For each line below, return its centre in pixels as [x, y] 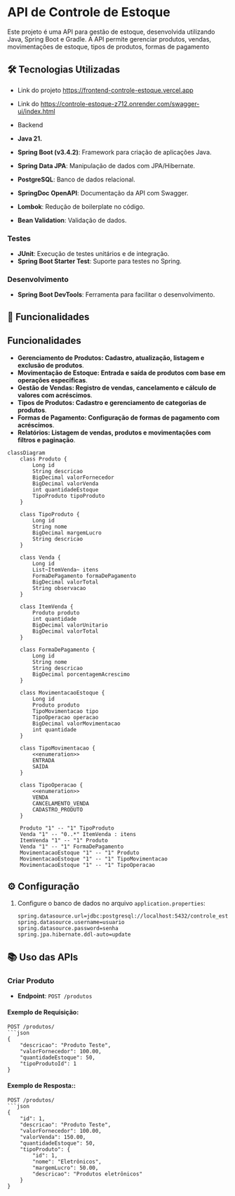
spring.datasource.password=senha [68, 929]
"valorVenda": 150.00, [53, 1137]
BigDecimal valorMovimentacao [76, 724]
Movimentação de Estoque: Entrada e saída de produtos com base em [121, 373]
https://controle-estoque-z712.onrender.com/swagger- [120, 103]
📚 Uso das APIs [43, 957]
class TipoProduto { [50, 514]
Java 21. [30, 139]
